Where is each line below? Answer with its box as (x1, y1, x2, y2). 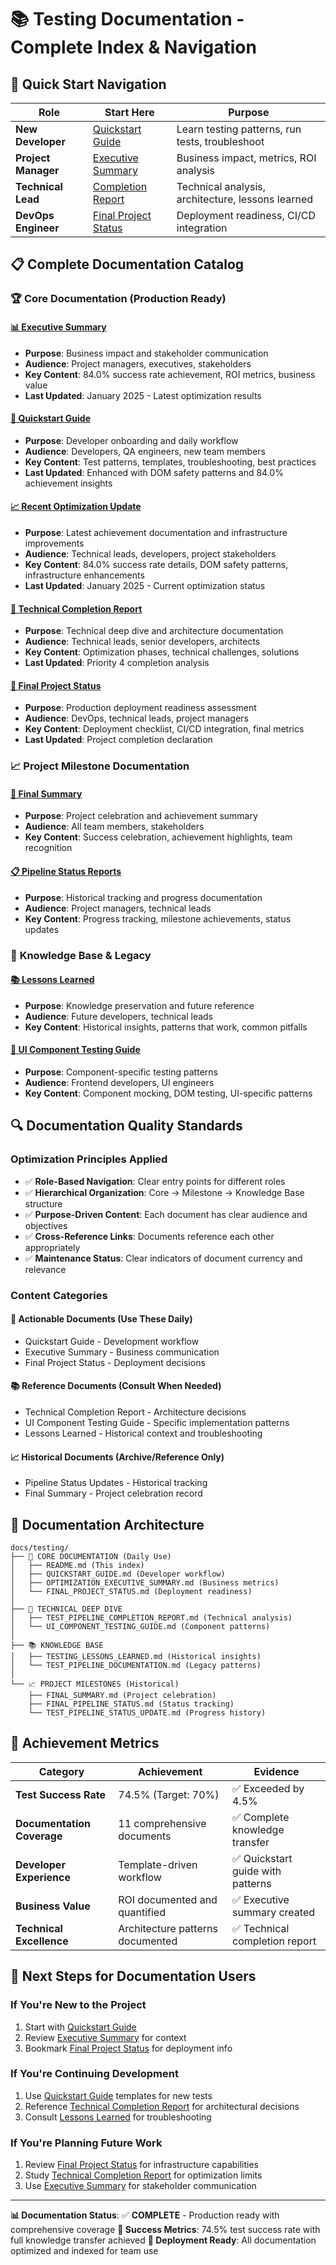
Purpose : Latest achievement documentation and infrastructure (24, 526, 288, 538)
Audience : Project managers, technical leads (24, 902, 212, 914)
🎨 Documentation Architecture (10, 1516, 205, 1533)
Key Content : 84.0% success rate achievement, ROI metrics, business (24, 368, 316, 380)
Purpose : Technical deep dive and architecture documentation (24, 625, 284, 637)
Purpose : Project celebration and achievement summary (24, 810, 258, 822)
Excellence (15, 1934, 69, 1948)
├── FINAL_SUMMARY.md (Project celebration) (28, 1691, 217, 1701)
